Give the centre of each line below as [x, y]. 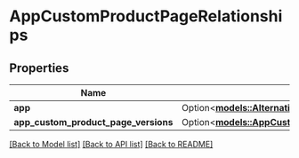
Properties [39, 68]
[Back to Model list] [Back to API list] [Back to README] [111, 144]
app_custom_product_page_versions [93, 122]
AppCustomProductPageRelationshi [146, 16]
